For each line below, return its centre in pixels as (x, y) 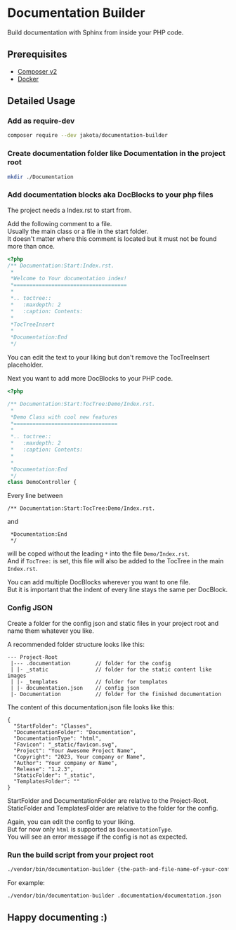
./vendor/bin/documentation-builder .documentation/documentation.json (114, 896)
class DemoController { (42, 483)
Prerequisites (37, 54)
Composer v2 (37, 71)
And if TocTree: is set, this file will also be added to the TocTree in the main (116, 561)
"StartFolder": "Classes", (53, 726)
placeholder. (25, 365)
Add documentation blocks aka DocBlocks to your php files (110, 195)
